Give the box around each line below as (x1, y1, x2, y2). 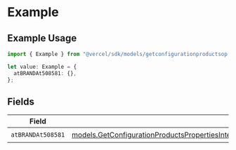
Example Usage (7, 32, 77, 44)
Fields (7, 95, 35, 107)
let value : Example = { (7, 63, 77, 70)
